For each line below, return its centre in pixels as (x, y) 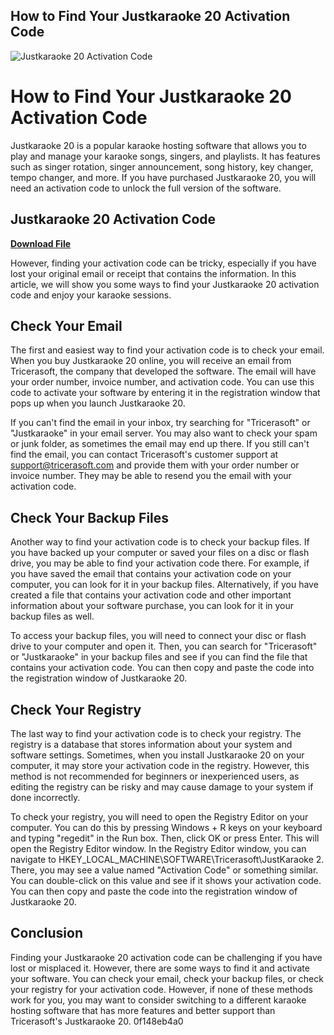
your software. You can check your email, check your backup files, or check (167, 978)
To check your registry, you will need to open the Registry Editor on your (159, 817)
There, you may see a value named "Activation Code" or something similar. (164, 870)
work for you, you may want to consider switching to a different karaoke (158, 1000)
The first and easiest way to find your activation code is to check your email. (167, 350)
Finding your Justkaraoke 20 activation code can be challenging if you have (166, 957)
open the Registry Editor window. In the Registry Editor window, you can (158, 848)
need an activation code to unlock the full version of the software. (146, 188)
